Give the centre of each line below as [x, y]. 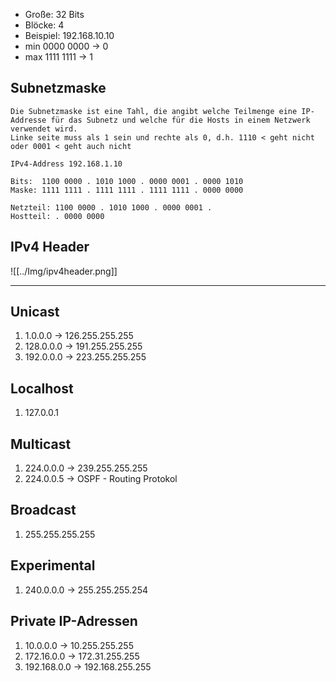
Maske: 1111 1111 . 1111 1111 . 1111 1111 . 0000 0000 [127, 190]
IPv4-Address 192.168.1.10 [66, 164]
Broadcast [43, 510]
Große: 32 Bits [54, 14]
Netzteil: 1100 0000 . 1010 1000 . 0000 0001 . [111, 207]
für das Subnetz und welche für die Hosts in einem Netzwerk [180, 120]
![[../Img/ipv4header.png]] [64, 271]
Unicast [35, 312]
